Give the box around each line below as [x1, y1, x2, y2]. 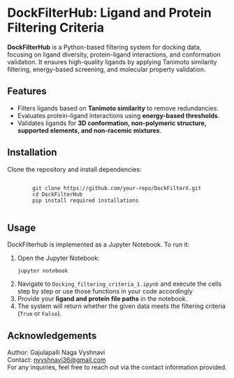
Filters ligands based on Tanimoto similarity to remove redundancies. [17, 103, 219, 112]
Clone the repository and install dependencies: [7, 165, 142, 173]
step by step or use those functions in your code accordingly [17, 287, 193, 296]
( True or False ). [17, 310, 62, 318]
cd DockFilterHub [32, 191, 82, 198]
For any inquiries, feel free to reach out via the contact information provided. [7, 363, 227, 372]
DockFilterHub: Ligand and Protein [7, 5, 212, 21]
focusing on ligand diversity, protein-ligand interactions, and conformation [7, 50, 221, 59]
